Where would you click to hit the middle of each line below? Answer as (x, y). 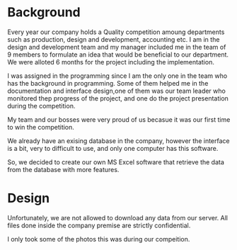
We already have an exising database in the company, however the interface (118, 141)
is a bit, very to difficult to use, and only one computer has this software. (113, 148)
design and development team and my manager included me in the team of (117, 47)
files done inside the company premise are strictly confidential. (99, 225)
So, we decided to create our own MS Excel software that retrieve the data (116, 162)
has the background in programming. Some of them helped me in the (108, 83)
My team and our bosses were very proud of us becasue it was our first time (119, 119)
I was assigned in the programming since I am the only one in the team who (117, 76)
